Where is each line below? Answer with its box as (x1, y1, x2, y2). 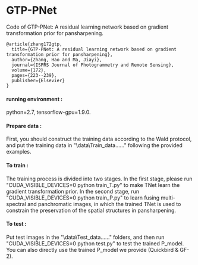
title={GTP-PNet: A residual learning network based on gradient (11, 46, 177, 52)
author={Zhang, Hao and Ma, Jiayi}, (11, 57, 102, 63)
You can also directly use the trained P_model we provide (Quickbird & (6, 246, 179, 253)
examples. (6, 148, 32, 155)
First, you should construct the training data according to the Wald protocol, (6, 135, 192, 143)
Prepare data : (6, 122, 42, 129)
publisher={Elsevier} (11, 77, 65, 83)
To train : (6, 161, 29, 169)
